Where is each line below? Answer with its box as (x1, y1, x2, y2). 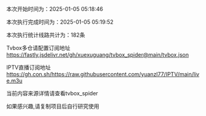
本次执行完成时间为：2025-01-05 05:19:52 (6, 18, 114, 26)
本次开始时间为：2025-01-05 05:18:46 (6, 5, 103, 12)
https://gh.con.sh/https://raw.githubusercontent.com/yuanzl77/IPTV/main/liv (6, 71, 200, 78)
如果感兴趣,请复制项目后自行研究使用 (6, 103, 100, 110)
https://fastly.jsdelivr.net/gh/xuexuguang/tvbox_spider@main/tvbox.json (6, 51, 189, 58)
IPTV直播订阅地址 (6, 63, 51, 71)
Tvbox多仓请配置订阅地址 (6, 45, 71, 51)
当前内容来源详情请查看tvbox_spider (6, 90, 98, 96)
